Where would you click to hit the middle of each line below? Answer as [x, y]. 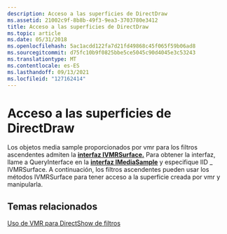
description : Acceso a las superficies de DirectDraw [88, 14]
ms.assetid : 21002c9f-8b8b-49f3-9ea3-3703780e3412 [83, 20]
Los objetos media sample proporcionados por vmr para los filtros [103, 147]
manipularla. [25, 184]
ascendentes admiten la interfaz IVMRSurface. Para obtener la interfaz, [111, 155]
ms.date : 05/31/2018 [37, 40]
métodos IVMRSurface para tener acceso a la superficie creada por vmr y [114, 177]
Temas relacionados [53, 206]
